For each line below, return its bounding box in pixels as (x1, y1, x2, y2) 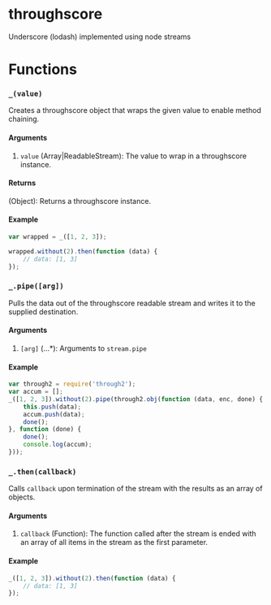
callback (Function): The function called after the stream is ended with (19, 529, 257, 538)
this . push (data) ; (23, 403, 82, 411)
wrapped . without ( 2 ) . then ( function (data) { (8, 247, 158, 256)
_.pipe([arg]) (8, 282, 64, 291)
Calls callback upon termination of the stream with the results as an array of (8, 484, 263, 494)
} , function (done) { (8, 426, 82, 434)
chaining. (8, 115, 40, 124)
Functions (8, 60, 77, 79)
